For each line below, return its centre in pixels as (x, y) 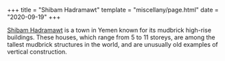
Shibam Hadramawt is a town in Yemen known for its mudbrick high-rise (109, 30)
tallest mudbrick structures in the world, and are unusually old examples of (113, 44)
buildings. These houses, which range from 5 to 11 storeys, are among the (111, 37)
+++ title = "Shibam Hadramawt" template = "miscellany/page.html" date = (113, 10)
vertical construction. (37, 52)
